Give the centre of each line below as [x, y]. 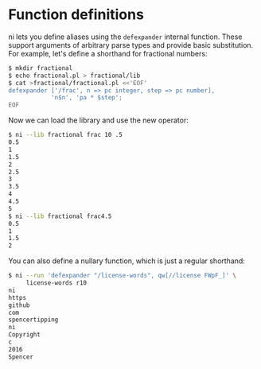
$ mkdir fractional [41, 68]
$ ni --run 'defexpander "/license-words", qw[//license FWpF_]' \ [123, 276]
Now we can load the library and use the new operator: [98, 120]
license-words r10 [56, 283]
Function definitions [76, 15]
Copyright [25, 335]
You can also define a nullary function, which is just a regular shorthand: [127, 261]
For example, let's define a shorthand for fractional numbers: [108, 53]
